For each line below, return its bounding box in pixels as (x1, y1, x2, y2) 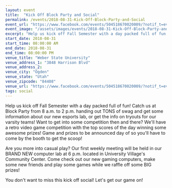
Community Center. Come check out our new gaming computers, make (5, 156, 156, 162)
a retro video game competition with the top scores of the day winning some (5, 124, 166, 131)
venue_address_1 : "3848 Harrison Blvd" (5, 60, 91, 65)
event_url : (5, 22, 29, 27)
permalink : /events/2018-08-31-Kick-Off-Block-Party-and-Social (5, 17, 145, 22)
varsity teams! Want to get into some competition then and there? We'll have (5, 119, 166, 125)
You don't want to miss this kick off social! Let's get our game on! (5, 177, 143, 183)
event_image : (5, 27, 33, 32)
